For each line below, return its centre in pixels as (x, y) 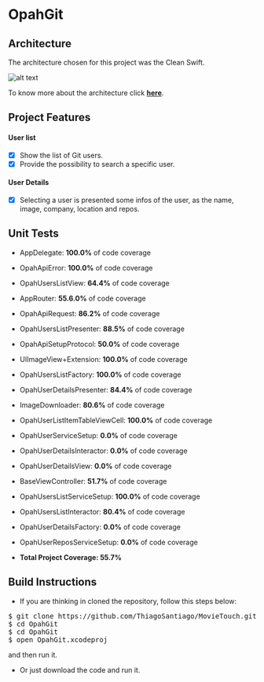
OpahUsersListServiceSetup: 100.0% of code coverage (110, 496)
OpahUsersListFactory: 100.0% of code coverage (100, 374)
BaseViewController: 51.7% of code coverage (93, 481)
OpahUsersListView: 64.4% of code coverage (95, 283)
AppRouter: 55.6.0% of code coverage (83, 298)
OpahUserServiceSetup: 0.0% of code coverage (99, 435)
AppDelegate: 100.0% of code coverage (85, 253)
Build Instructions (53, 582)
